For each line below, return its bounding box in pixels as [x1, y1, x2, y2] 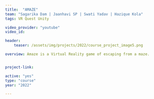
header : [5, 39, 21, 43]
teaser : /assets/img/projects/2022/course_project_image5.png [14, 43, 143, 48]
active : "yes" [5, 74, 34, 79]
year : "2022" [5, 82, 32, 88]
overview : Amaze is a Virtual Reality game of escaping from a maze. [5, 52, 150, 57]
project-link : [5, 64, 34, 70]
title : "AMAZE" [5, 7, 38, 12]
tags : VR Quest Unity [5, 16, 49, 21]
